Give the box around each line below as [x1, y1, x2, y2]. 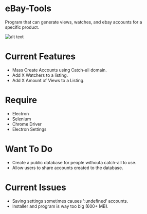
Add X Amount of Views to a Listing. [12, 77, 85, 83]
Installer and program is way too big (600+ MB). [12, 203, 109, 209]
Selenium [12, 116, 31, 122]
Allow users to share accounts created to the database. [12, 165, 123, 171]
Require [5, 95, 37, 106]
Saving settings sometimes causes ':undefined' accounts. [12, 198, 128, 204]
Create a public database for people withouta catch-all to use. [12, 159, 137, 165]
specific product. [5, 24, 39, 30]
